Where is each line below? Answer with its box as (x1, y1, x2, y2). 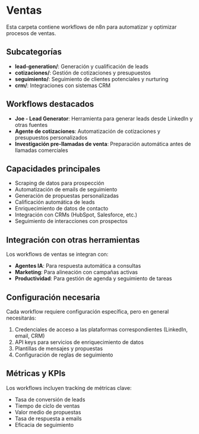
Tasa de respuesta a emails (14, 415, 82, 422)
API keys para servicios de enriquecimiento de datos (14, 339, 144, 346)
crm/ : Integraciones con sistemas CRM (14, 82, 111, 89)
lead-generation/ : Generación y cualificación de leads (14, 63, 149, 70)
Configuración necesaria (6, 292, 100, 302)
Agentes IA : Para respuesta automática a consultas (14, 262, 141, 269)
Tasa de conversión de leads (14, 396, 86, 403)
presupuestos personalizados (14, 134, 88, 141)
